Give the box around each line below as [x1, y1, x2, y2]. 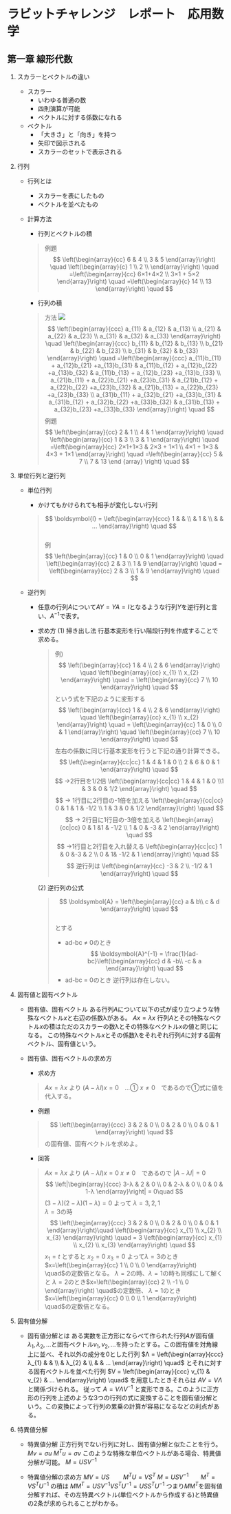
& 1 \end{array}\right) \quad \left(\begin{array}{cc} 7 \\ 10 [58, 728, 221, 736]
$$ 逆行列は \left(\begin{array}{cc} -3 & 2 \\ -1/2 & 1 [66, 861, 212, 870]
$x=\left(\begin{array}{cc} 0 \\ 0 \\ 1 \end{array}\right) [44, 1294, 197, 1302]
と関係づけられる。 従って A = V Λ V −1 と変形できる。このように [27, 1384, 208, 1393]
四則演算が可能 [37, 105, 80, 112]
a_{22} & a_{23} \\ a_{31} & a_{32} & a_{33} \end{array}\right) [47, 332, 221, 340]
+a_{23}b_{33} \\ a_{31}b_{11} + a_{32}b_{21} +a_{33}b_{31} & [47, 391, 222, 398]
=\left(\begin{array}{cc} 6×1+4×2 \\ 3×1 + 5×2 [69, 270, 200, 278]
